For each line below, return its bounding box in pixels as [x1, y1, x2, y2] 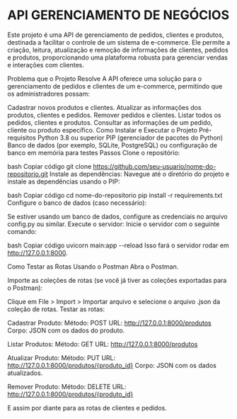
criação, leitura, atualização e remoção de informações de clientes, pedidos [7, 45, 229, 54]
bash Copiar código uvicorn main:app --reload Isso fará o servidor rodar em [7, 241, 229, 250]
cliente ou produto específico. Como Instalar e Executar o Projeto [7, 125, 198, 134]
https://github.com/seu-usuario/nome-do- [93, 162, 216, 170]
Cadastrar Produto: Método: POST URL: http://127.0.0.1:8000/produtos [7, 318, 212, 327]
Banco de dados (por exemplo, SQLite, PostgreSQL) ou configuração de [7, 140, 218, 149]
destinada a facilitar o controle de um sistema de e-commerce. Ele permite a [7, 38, 231, 46]
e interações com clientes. [7, 60, 85, 69]
